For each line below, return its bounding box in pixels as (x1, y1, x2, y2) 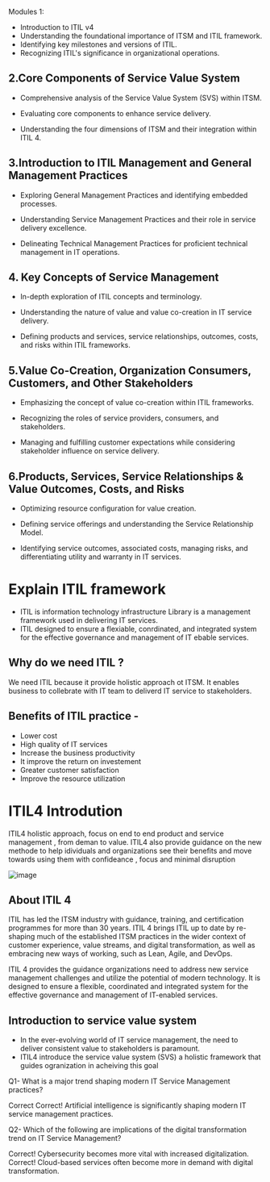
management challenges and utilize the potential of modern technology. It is (8, 973, 260, 983)
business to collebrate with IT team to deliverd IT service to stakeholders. (8, 686, 252, 695)
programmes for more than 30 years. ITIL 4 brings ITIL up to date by (8, 923, 235, 933)
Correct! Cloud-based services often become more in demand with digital (8, 1158, 254, 1167)
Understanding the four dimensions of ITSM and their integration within (19, 124, 257, 134)
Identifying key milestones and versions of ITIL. (19, 40, 177, 49)
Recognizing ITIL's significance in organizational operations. (19, 48, 220, 57)
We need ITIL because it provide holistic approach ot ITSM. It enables (8, 677, 239, 687)
